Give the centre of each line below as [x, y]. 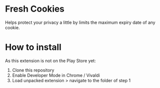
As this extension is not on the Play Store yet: [50, 61]
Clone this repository [33, 70]
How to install [33, 47]
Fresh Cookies [35, 9]
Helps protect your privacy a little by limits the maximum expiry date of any [80, 22]
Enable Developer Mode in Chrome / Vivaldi [56, 75]
